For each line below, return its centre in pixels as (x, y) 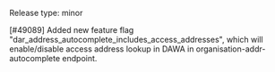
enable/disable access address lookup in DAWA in (102, 49)
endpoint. (80, 58)
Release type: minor (46, 13)
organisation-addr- (231, 49)
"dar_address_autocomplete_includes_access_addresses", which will (136, 40)
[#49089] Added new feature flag (72, 30)
